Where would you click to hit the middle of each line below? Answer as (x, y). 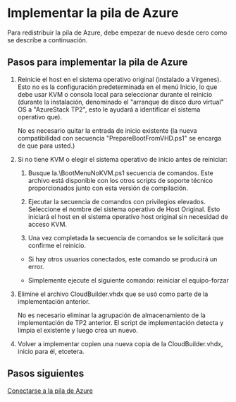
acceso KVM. (48, 224)
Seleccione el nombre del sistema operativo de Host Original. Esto (124, 209)
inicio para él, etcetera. (51, 351)
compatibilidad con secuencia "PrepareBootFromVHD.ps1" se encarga (119, 138)
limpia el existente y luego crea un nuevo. (78, 330)
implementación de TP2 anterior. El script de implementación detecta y (120, 322)
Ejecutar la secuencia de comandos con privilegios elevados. (117, 201)
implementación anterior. (54, 301)
